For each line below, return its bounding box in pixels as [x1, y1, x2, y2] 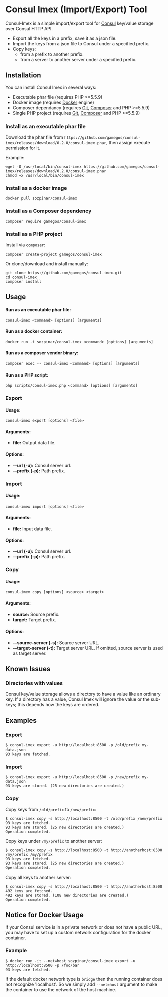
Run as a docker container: [5, 328, 63, 334]
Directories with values [5, 680, 63, 687]
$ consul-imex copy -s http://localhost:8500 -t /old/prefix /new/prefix [5, 816, 163, 821]
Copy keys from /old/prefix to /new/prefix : [5, 806, 97, 812]
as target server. [12, 650, 47, 656]
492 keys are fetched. [5, 888, 53, 893]
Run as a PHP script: [5, 371, 49, 378]
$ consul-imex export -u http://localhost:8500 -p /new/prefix [5, 775, 140, 780]
